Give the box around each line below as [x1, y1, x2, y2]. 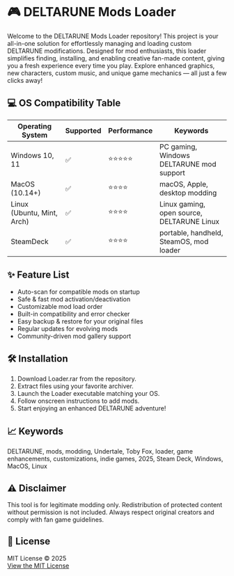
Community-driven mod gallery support [17, 332, 131, 340]
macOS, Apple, [159, 179, 209, 189]
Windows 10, [10, 150, 54, 160]
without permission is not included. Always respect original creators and [7, 508, 214, 516]
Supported [65, 125, 102, 135]
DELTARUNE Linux [159, 216, 220, 226]
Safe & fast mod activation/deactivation [17, 295, 131, 303]
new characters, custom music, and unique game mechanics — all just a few [7, 69, 227, 77]
